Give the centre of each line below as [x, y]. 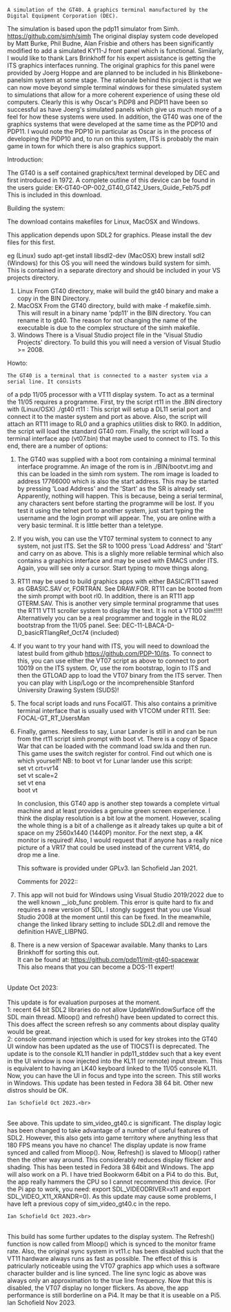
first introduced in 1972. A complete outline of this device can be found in [111, 180]
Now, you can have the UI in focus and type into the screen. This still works [114, 1076]
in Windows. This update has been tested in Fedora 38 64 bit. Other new [110, 1083]
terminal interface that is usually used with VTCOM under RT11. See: [114, 711]
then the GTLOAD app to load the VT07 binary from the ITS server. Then [119, 675]
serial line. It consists [44, 382]
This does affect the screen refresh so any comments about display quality [113, 1024]
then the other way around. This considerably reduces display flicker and [111, 1160]
